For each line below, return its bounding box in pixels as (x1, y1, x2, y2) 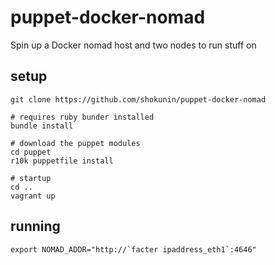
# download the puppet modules (10, 138, 141, 148)
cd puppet (10, 147, 52, 157)
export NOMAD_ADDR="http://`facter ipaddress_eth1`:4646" (10, 244, 257, 255)
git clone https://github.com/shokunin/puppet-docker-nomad (10, 94, 267, 105)
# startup (10, 173, 52, 183)
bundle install (10, 121, 74, 131)
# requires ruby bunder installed (10, 112, 155, 122)
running (10, 218, 61, 235)
